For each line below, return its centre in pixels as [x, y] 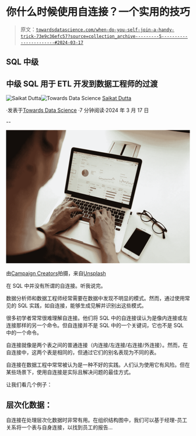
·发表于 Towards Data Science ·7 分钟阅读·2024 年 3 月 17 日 [78, 110]
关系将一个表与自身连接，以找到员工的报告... [60, 427]
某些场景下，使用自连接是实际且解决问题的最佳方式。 [70, 372]
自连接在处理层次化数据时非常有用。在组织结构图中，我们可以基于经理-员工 [97, 420]
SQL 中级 [22, 62]
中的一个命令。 [24, 333]
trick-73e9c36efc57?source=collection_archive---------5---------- [104, 36]
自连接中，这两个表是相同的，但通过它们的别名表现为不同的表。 [83, 352]
